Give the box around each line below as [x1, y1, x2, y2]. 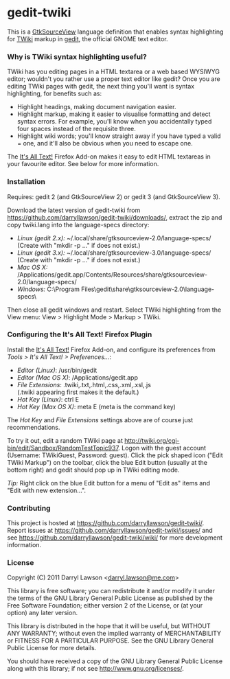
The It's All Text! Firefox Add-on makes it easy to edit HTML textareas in [7, 152, 211, 161]
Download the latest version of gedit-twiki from [7, 206, 141, 214]
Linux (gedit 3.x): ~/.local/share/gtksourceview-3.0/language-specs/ [16, 249, 211, 257]
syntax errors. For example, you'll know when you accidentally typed [16, 117, 212, 126]
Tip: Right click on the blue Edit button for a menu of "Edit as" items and [7, 479, 211, 487]
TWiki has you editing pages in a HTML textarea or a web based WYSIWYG [7, 67, 220, 76]
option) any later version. [7, 609, 78, 617]
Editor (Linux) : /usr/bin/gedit [16, 366, 97, 374]
